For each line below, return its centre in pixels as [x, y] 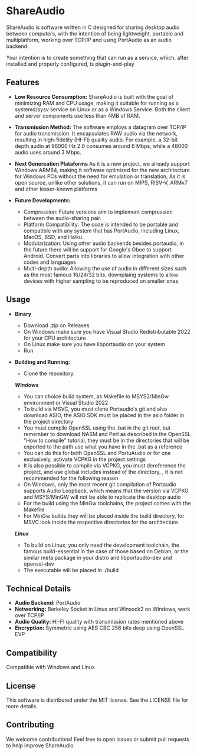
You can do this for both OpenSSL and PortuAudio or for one [97, 453]
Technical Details [39, 588]
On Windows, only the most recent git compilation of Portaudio [100, 484]
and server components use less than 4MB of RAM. [77, 115]
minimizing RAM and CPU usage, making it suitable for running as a [96, 103]
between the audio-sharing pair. [63, 218]
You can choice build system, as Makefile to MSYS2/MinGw [96, 396]
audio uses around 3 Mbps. [48, 152]
